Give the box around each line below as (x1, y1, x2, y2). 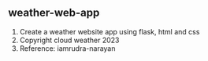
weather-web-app (8, 6, 100, 20)
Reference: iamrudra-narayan (19, 43, 116, 53)
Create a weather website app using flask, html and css (19, 27, 200, 36)
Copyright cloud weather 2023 (19, 35, 120, 45)
